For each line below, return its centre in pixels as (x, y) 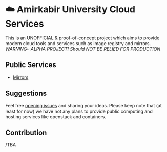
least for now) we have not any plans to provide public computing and (79, 111)
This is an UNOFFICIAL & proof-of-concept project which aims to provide (82, 38)
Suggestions (26, 93)
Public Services (31, 65)
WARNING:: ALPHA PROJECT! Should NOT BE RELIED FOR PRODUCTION (83, 49)
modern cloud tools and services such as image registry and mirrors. (78, 43)
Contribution (26, 132)
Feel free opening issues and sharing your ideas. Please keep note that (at (84, 105)
